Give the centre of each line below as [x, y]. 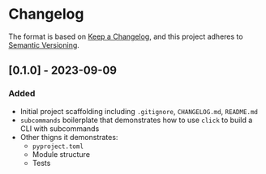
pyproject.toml [58, 146]
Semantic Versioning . [44, 45]
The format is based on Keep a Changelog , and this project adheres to [126, 36]
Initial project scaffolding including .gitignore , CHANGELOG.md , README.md [139, 111]
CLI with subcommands [60, 128]
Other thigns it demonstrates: [69, 137]
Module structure [61, 154]
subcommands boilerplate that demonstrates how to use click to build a [136, 120]
